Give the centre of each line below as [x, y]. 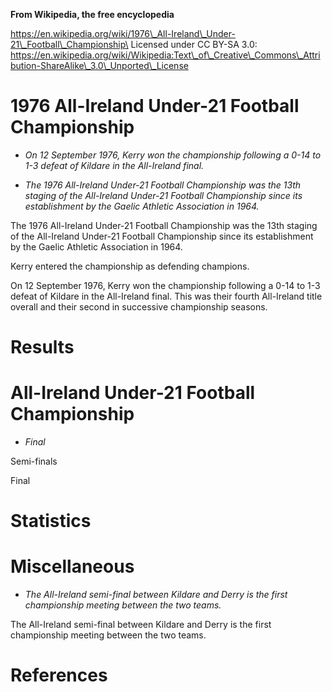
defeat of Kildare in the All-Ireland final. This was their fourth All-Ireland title [166, 296]
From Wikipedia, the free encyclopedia [92, 14]
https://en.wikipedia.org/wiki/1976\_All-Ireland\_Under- [123, 33]
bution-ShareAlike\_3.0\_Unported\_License [99, 65]
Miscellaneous [72, 566]
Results [42, 347]
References [59, 675]
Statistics [51, 521]
